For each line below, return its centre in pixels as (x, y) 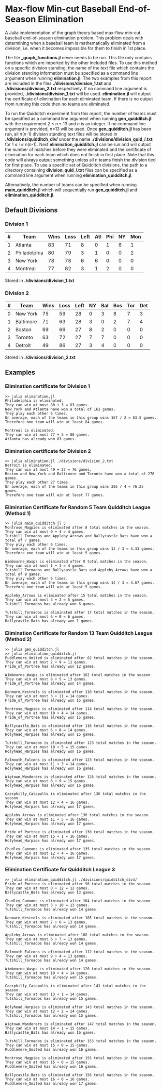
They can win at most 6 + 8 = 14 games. (46, 730)
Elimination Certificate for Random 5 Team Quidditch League (78, 507)
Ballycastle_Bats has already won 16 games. (51, 1032)
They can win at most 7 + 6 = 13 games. (46, 922)
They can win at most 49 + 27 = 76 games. (48, 469)
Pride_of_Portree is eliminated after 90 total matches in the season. (79, 884)
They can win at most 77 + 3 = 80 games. (47, 435)
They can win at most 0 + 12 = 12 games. (47, 888)
